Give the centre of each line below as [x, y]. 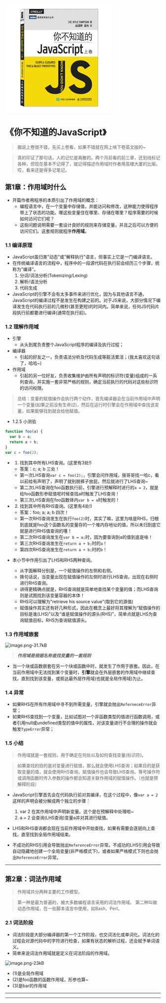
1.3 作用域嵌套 [22, 634]
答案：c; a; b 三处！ [40, 469]
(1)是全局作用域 [28, 973]
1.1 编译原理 [19, 245]
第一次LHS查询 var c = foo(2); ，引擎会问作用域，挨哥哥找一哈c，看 [89, 475]
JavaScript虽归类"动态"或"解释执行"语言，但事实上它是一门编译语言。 [83, 257]
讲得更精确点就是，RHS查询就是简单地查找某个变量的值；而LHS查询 [89, 589]
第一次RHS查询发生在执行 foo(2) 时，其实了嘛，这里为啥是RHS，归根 [89, 518]
